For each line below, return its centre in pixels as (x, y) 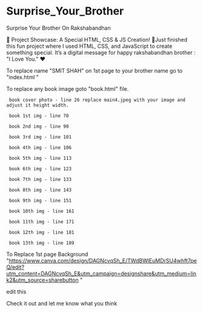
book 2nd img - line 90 (39, 126)
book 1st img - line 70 (39, 116)
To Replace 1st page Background (47, 254)
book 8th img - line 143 (40, 190)
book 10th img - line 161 (42, 211)
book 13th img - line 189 (42, 243)
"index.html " (23, 77)
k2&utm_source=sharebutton (42, 280)
